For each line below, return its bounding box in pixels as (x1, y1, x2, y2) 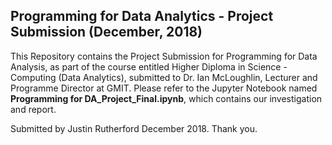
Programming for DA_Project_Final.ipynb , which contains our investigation (10, 92, 323, 104)
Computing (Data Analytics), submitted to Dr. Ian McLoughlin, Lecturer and (10, 71, 318, 83)
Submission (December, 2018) (10, 24, 203, 41)
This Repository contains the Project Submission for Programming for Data (10, 50, 318, 62)
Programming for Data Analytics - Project (10, 8, 274, 25)
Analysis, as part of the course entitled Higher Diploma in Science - (10, 60, 288, 73)
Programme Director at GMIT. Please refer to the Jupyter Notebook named (10, 82, 318, 94)
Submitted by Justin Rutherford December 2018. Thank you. (10, 122, 258, 134)
